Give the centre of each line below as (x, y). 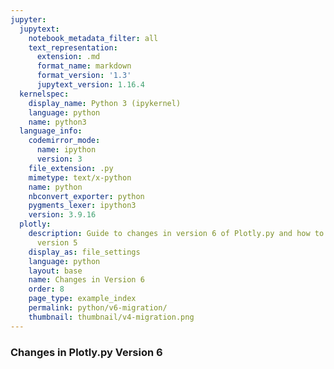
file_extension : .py (71, 168)
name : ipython (66, 150)
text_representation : (73, 47)
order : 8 (46, 289)
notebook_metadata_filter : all (93, 38)
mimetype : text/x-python (80, 177)
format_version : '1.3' (84, 76)
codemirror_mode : (64, 141)
